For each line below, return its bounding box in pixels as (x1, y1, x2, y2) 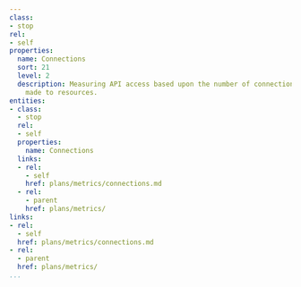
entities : (9, 96, 47, 106)
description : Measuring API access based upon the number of (17, 80, 251, 89)
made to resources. (25, 88, 99, 97)
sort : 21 (17, 63, 50, 72)
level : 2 (17, 72, 50, 80)
